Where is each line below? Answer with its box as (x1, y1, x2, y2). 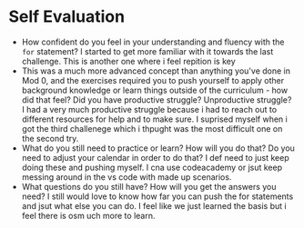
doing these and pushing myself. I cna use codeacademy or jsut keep (21, 162, 283, 173)
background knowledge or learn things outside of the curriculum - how (21, 84, 289, 95)
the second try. (21, 133, 79, 144)
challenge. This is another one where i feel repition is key (21, 55, 236, 66)
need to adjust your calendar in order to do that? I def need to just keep (21, 152, 289, 163)
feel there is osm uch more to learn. (21, 210, 156, 221)
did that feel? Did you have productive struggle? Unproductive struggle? (21, 94, 292, 105)
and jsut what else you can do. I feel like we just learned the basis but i (21, 200, 288, 211)
